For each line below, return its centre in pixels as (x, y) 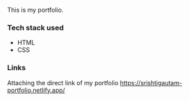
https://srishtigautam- (151, 82)
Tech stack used (36, 27)
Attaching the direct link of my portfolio (63, 82)
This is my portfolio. (35, 10)
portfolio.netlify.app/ (36, 90)
